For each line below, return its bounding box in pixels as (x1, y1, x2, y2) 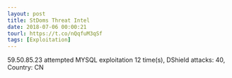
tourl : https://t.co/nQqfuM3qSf (7, 30, 103, 37)
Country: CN (7, 63, 44, 72)
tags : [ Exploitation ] (7, 37, 71, 44)
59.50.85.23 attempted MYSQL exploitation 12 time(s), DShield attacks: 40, (7, 56, 226, 64)
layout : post (7, 10, 46, 18)
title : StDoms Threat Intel (7, 17, 91, 24)
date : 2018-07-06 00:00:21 (7, 23, 87, 30)
